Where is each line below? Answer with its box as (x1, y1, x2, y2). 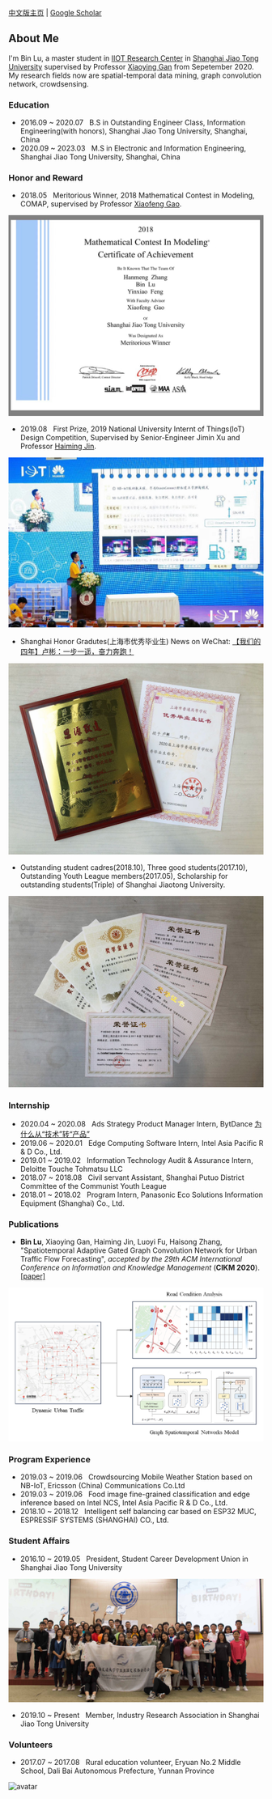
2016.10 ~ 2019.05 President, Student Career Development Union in (19, 1554, 249, 1564)
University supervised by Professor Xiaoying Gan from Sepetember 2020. (8, 62, 254, 71)
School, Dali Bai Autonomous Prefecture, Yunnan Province (19, 1766, 215, 1776)
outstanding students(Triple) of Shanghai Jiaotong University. (19, 880, 226, 889)
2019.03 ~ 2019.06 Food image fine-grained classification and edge (19, 1489, 251, 1500)
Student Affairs (8, 1535, 70, 1547)
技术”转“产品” (44, 1129, 91, 1139)
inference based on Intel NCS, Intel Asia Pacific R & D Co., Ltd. (19, 1498, 228, 1508)
